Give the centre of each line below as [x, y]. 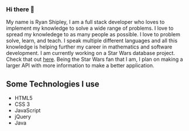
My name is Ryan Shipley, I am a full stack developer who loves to [85, 22]
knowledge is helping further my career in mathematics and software [89, 47]
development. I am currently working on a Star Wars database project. [91, 53]
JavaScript [28, 111]
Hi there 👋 [20, 9]
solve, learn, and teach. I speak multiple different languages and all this [92, 41]
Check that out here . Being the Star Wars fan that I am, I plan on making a [94, 59]
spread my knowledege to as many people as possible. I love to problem [93, 35]
